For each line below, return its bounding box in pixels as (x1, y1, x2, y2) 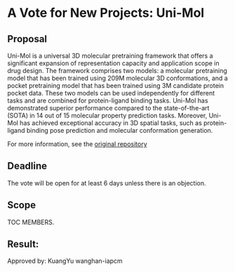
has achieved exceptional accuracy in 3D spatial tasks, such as (20, 119, 202, 127)
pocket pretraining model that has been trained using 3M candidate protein (7, 82, 224, 89)
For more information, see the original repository (7, 140, 147, 148)
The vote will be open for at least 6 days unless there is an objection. (7, 179, 206, 187)
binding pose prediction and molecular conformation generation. (27, 127, 213, 134)
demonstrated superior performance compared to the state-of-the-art (7, 104, 210, 112)
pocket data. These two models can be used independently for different (7, 89, 215, 97)
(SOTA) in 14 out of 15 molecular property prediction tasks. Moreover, (7, 111, 208, 119)
